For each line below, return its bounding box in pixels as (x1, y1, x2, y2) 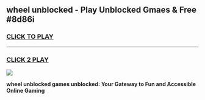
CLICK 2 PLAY (6, 55, 49, 64)
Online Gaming (6, 87, 45, 94)
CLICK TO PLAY (6, 33, 54, 41)
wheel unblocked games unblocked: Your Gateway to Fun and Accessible (6, 80, 196, 87)
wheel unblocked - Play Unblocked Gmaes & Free (6, 5, 197, 15)
